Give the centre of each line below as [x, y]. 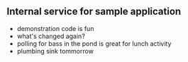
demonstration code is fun [55, 28]
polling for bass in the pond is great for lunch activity [94, 43]
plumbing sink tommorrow [55, 51]
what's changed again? [51, 36]
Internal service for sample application [94, 12]
